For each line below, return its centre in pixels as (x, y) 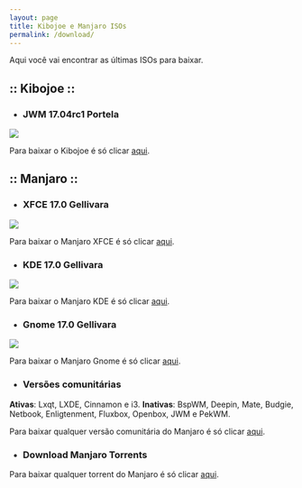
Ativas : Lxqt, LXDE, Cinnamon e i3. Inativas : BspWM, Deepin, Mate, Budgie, (151, 404)
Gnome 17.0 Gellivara (69, 324)
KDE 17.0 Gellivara (63, 264)
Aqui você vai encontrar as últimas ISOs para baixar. (106, 60)
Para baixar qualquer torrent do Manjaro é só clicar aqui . (114, 474)
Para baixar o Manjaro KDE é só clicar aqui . (90, 301)
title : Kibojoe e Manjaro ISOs (68, 26)
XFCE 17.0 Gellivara (66, 205)
